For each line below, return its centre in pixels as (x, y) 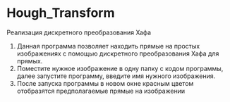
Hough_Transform (61, 13)
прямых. (30, 60)
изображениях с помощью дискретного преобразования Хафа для (118, 53)
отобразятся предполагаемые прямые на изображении (101, 91)
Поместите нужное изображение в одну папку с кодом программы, (120, 68)
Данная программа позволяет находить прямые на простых (108, 46)
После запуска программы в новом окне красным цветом (105, 83)
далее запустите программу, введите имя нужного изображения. (116, 76)
